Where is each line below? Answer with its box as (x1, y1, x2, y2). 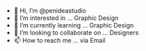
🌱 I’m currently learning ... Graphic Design (13, 21, 134, 29)
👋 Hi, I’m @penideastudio (13, 7, 87, 14)
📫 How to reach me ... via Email (13, 37, 106, 44)
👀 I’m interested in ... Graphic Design (13, 14, 119, 22)
